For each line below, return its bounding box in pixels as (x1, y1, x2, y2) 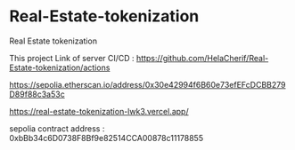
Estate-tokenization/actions (9, 62, 111, 73)
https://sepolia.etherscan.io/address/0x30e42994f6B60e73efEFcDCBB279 (9, 79, 286, 90)
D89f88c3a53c (9, 89, 65, 99)
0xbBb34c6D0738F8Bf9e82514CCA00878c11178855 (9, 132, 203, 143)
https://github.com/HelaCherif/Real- (136, 52, 269, 63)
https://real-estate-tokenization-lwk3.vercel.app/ (9, 106, 189, 116)
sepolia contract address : (9, 122, 105, 134)
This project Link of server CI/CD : (9, 52, 135, 63)
